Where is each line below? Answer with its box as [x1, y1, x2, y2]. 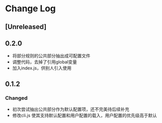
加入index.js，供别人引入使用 [12, 65, 72, 71]
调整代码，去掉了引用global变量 [12, 59, 78, 65]
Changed [5, 94, 28, 101]
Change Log [5, 3, 56, 14]
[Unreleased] [5, 23, 47, 31]
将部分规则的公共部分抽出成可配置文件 [12, 53, 90, 59]
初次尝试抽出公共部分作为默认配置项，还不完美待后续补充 [12, 106, 129, 112]
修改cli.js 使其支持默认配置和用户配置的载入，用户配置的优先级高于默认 [12, 113, 157, 119]
